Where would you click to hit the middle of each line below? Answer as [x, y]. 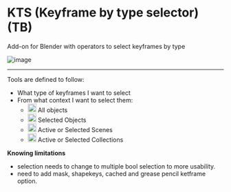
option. [27, 181]
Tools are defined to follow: [46, 79]
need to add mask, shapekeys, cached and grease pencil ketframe [111, 173]
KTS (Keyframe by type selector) [103, 13]
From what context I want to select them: [75, 100]
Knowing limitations [36, 153]
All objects [53, 110]
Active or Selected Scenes [75, 129]
